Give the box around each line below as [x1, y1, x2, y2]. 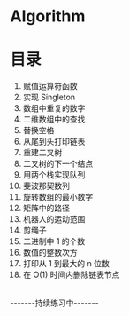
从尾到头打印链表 [22, 136, 86, 147]
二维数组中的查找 [22, 114, 86, 125]
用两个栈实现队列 [22, 170, 86, 180]
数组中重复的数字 [22, 103, 86, 114]
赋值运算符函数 [22, 81, 78, 91]
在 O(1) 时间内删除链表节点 [22, 269, 120, 280]
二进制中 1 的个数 [22, 236, 86, 247]
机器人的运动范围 [22, 214, 86, 225]
